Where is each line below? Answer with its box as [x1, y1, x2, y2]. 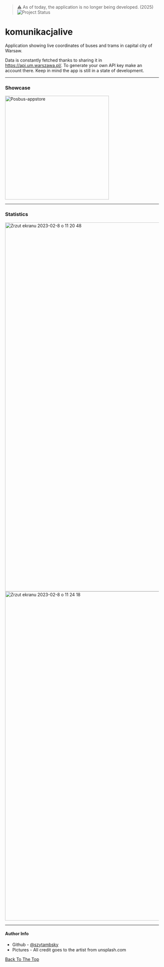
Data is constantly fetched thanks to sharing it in [5, 57, 102, 63]
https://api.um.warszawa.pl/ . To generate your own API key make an [5, 62, 143, 68]
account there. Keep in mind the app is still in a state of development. [5, 67, 144, 73]
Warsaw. [5, 47, 22, 53]
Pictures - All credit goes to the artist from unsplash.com [12, 946, 126, 952]
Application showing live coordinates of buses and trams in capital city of [5, 43, 153, 48]
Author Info [5, 931, 29, 937]
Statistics [5, 211, 28, 218]
